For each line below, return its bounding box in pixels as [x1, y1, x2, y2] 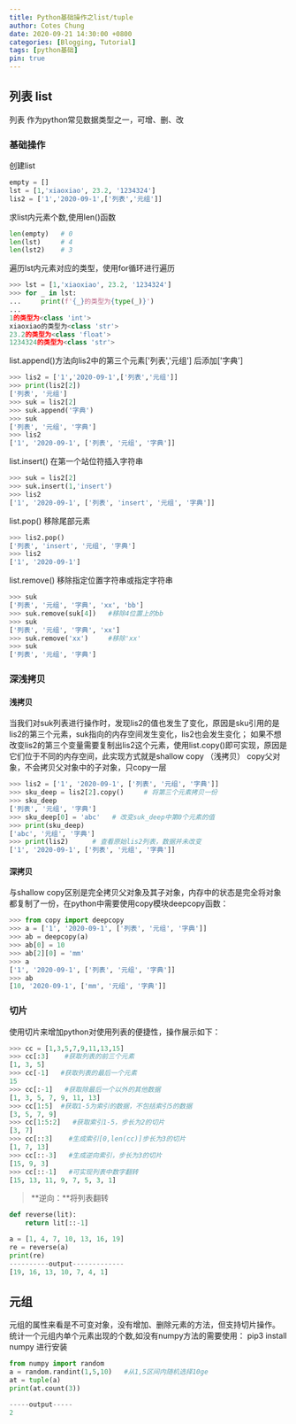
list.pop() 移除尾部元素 [9, 515, 91, 526]
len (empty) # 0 [9, 229, 73, 238]
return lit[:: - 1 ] [25, 1219, 89, 1227]
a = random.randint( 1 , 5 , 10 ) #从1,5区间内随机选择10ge [9, 1367, 209, 1377]
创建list [9, 160, 35, 171]
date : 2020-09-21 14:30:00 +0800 [9, 29, 133, 38]
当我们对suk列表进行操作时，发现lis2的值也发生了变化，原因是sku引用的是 [9, 718, 280, 729]
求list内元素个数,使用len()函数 [9, 212, 117, 222]
